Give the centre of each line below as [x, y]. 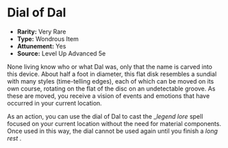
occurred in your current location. [55, 103]
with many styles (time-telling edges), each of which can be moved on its [111, 81]
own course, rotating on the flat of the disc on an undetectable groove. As [111, 88]
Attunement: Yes [41, 46]
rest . [14, 138]
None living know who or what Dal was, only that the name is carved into [110, 66]
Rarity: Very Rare [41, 32]
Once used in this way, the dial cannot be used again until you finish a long [112, 131]
